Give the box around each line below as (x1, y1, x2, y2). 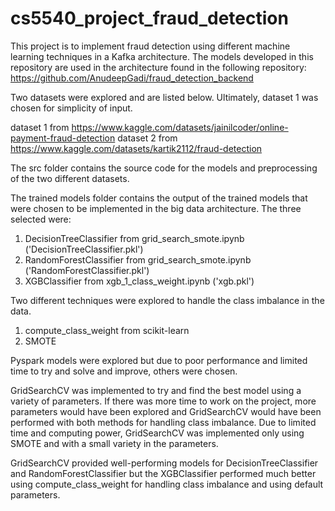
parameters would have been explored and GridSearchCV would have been (10, 405, 322, 417)
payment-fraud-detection (10, 132, 116, 144)
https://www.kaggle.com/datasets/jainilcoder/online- (71, 121, 289, 133)
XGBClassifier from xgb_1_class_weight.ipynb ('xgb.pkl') (24, 275, 255, 287)
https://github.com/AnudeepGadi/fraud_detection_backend (10, 72, 254, 84)
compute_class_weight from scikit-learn (24, 324, 190, 336)
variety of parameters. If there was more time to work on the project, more (10, 395, 317, 407)
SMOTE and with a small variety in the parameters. (10, 437, 219, 449)
